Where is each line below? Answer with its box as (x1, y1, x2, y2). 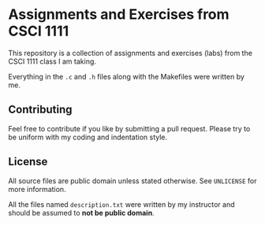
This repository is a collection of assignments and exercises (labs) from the (8, 48, 252, 57)
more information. (8, 184, 66, 194)
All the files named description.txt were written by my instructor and (8, 199, 235, 209)
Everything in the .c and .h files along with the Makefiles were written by (8, 72, 244, 81)
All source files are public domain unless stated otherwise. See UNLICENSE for (8, 175, 257, 186)
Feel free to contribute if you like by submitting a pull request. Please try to (8, 124, 251, 133)
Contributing (8, 103, 73, 116)
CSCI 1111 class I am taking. (8, 57, 97, 66)
